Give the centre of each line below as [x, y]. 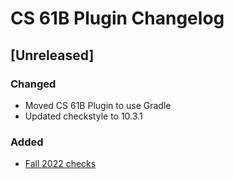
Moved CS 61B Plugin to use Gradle [98, 105]
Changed [33, 84]
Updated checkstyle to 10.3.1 [83, 116]
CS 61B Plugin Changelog [117, 18]
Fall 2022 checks [60, 164]
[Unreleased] [52, 55]
